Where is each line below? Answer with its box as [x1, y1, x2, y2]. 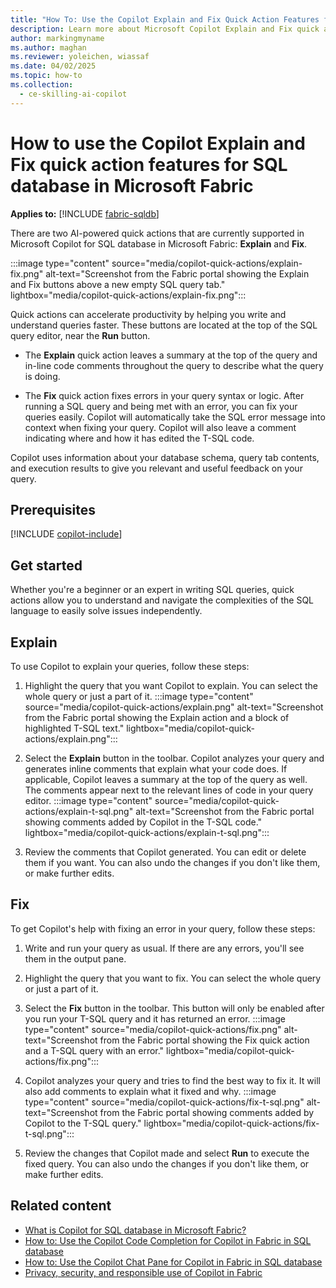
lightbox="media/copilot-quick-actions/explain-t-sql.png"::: [24, 827, 270, 838]
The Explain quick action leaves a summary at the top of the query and [24, 349, 318, 361]
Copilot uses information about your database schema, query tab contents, [10, 451, 320, 463]
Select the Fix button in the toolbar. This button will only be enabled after [24, 1002, 325, 1014]
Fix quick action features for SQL [10, 153, 288, 176]
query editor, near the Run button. [10, 329, 151, 341]
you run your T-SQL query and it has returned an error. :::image [24, 1012, 286, 1025]
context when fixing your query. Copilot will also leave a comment [24, 421, 297, 433]
